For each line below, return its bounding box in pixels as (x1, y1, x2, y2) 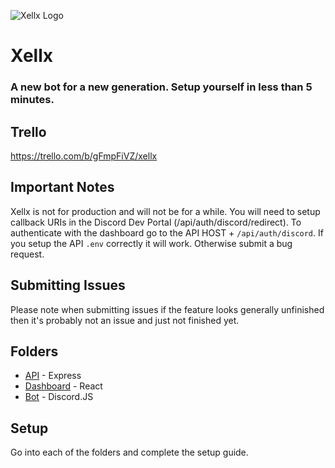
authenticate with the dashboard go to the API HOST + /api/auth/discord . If (10, 226, 324, 239)
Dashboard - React (24, 380, 103, 392)
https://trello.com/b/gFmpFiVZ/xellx (10, 150, 158, 162)
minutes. (10, 93, 55, 107)
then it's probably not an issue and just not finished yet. (10, 314, 240, 326)
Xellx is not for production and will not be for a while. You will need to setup (10, 205, 321, 217)
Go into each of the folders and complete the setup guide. (10, 446, 249, 459)
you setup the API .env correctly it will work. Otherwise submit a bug (10, 237, 293, 249)
